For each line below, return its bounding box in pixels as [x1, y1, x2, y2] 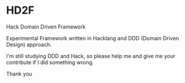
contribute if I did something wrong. [6, 59, 94, 66]
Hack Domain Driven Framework [6, 23, 86, 30]
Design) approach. [6, 41, 52, 48]
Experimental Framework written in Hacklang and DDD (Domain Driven [6, 34, 180, 41]
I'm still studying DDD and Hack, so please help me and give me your [6, 52, 175, 59]
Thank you [6, 70, 33, 77]
